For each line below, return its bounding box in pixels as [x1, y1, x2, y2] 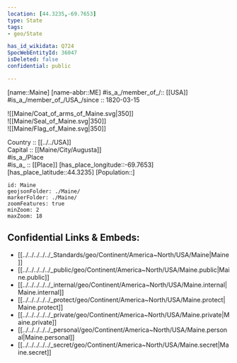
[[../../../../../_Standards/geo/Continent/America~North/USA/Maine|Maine [17, 250, 230, 258]
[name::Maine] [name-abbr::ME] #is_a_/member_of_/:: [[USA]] [7, 88, 189, 96]
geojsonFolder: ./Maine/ [7, 188, 81, 195]
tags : [7, 23, 23, 30]
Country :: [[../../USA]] [7, 138, 72, 146]
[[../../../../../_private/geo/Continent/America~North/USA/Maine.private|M [17, 310, 230, 319]
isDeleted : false [7, 56, 59, 64]
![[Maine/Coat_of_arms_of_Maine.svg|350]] [7, 109, 134, 117]
